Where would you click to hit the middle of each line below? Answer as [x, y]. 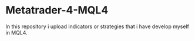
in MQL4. [16, 32]
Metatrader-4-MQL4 [57, 10]
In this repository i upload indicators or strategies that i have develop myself [97, 26]
